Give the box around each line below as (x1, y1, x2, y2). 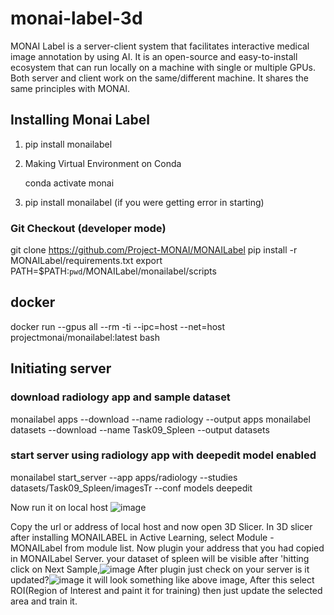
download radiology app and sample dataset (10, 390, 231, 404)
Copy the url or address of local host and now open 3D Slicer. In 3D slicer (10, 520, 313, 532)
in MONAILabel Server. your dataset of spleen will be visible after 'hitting (10, 552, 310, 564)
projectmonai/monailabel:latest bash (10, 331, 160, 343)
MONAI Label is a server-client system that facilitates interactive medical (10, 40, 310, 52)
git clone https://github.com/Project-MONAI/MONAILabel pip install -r (10, 244, 298, 256)
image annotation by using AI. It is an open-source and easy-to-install (10, 50, 298, 62)
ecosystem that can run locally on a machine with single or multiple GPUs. (10, 61, 316, 73)
